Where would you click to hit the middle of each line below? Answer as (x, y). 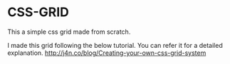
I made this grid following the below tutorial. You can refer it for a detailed (115, 45)
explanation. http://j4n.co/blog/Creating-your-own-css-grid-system (107, 53)
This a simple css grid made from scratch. (69, 32)
